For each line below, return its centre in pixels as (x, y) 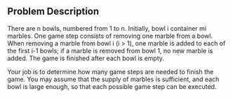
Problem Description (53, 12)
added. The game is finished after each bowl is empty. (86, 58)
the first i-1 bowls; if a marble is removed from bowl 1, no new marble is (110, 50)
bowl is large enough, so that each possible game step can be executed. (112, 86)
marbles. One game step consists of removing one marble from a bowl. (110, 36)
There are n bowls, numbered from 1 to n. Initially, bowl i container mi (107, 28)
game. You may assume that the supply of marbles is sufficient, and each (113, 79)
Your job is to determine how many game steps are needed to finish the (111, 71)
